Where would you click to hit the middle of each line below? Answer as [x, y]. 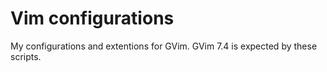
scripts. [26, 56]
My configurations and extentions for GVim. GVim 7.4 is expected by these [164, 46]
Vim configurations [92, 18]
